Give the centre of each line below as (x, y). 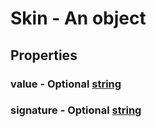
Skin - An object (78, 18)
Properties (44, 55)
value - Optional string (66, 84)
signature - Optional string (76, 110)
